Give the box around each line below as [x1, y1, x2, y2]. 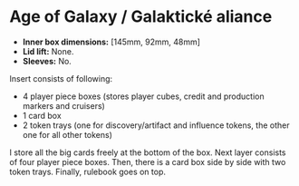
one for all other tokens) [22, 129, 113, 140]
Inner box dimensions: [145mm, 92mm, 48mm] [22, 36, 201, 47]
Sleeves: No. [22, 55, 72, 66]
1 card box [22, 110, 62, 121]
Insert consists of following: [9, 73, 113, 83]
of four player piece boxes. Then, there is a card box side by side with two [9, 156, 286, 167]
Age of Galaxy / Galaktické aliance [9, 6, 273, 27]
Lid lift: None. [22, 45, 74, 56]
